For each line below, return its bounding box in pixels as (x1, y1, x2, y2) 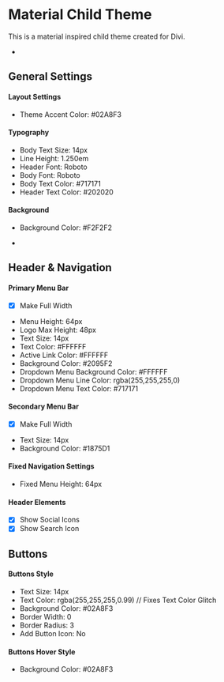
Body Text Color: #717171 (19, 179, 101, 188)
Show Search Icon (19, 524, 80, 533)
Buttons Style (8, 569, 54, 578)
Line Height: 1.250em (19, 153, 89, 163)
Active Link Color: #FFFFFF (19, 350, 109, 360)
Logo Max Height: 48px (19, 325, 97, 334)
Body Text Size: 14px (19, 145, 88, 155)
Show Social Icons (19, 515, 80, 525)
